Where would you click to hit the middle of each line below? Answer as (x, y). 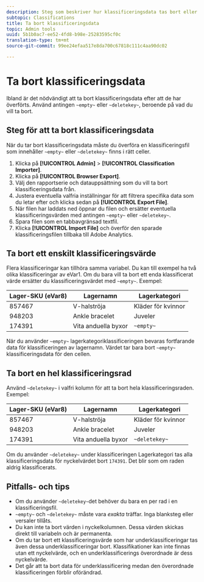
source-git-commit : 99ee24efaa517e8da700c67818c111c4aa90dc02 (87, 46)
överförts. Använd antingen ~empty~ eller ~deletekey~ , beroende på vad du (100, 105)
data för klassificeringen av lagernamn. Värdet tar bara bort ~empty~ (91, 348)
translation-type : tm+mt (38, 40)
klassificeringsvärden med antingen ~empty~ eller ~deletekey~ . (93, 215)
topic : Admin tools (31, 29)
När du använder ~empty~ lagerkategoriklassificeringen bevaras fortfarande (100, 341)
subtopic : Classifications (40, 18)
